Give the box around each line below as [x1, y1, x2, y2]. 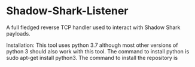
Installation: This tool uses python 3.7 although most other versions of [6, 42, 178, 49]
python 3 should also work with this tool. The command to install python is [6, 47, 190, 55]
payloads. [6, 30, 31, 37]
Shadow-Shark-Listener [6, 4, 129, 18]
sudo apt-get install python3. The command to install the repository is [6, 54, 178, 61]
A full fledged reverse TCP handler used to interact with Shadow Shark [6, 24, 181, 31]
